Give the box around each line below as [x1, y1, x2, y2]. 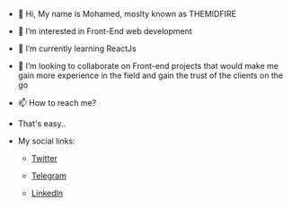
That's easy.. [17, 118, 66, 129]
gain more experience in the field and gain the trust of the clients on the [17, 70, 284, 81]
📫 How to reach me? [17, 98, 97, 108]
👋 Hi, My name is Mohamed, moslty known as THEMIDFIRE [17, 9, 236, 19]
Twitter [31, 153, 58, 163]
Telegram [31, 170, 67, 181]
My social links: [17, 135, 75, 146]
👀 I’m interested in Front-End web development [17, 26, 193, 36]
